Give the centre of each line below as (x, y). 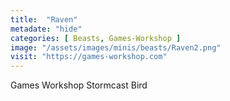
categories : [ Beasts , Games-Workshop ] (96, 38)
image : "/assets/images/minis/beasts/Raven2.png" (116, 47)
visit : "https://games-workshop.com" (89, 57)
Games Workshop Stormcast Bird (79, 85)
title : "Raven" (44, 19)
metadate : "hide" (46, 29)
